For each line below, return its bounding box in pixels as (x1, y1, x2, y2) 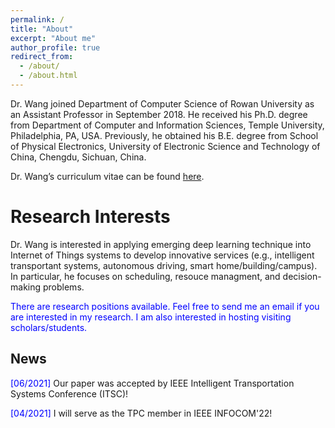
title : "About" (10, 24, 74, 34)
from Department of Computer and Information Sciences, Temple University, (10, 119, 325, 131)
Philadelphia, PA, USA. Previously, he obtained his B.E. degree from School (10, 129, 319, 141)
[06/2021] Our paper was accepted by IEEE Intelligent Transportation (10, 377, 295, 389)
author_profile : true (10, 42, 101, 53)
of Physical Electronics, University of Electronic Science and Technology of (10, 140, 321, 152)
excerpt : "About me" (10, 33, 97, 43)
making (10, 281, 42, 293)
